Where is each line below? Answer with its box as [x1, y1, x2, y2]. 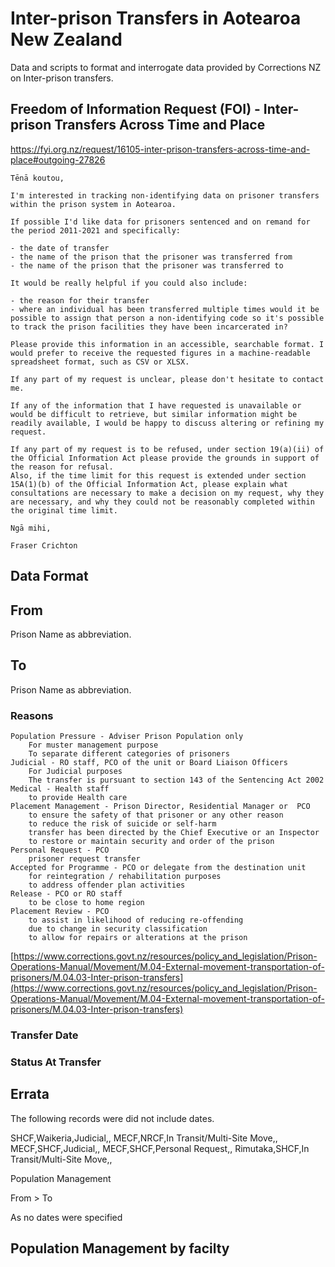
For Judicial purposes [28, 767, 123, 777]
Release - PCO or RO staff [10, 889, 123, 899]
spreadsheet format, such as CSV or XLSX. [10, 357, 190, 367]
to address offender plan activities [28, 880, 186, 891]
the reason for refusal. [10, 462, 114, 472]
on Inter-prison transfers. [10, 72, 114, 84]
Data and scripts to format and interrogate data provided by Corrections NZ [10, 61, 322, 73]
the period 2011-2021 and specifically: [10, 225, 182, 236]
